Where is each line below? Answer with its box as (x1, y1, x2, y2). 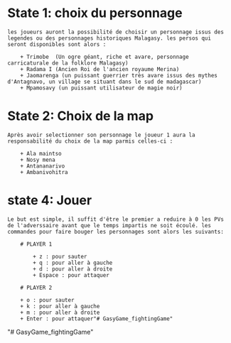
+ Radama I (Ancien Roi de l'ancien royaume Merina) (20, 65, 180, 72)
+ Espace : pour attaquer (33, 271, 110, 278)
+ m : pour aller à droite (20, 309, 100, 316)
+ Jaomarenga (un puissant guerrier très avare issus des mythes (20, 72, 218, 79)
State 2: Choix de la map (7, 108, 154, 124)
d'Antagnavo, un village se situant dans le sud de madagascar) (7, 78, 202, 85)
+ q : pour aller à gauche (33, 259, 113, 266)
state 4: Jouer (7, 192, 92, 209)
